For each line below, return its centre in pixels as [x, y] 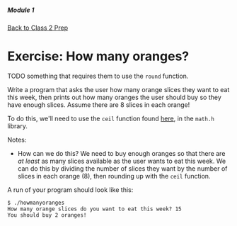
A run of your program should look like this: [70, 190]
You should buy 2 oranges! [47, 215]
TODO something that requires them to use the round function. [98, 76]
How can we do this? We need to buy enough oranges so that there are [121, 153]
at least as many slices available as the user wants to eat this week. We [122, 161]
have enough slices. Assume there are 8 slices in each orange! [99, 104]
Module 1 [21, 10]
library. [18, 126]
